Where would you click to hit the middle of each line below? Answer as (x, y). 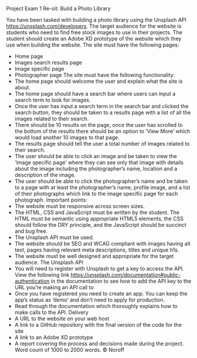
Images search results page (48, 62)
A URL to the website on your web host (62, 319)
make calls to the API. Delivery (51, 312)
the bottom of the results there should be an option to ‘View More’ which (102, 131)
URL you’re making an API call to (54, 287)
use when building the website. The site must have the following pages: (93, 45)
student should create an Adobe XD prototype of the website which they (94, 39)
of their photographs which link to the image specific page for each (96, 194)
